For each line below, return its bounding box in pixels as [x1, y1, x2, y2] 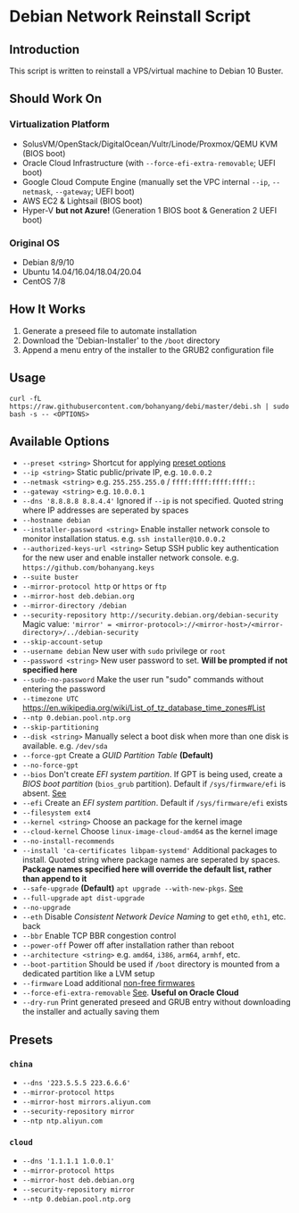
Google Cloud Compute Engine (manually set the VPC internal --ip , [21, 176, 270, 187]
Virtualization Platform [9, 118, 110, 130]
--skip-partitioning [21, 724, 99, 732]
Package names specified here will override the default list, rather [21, 864, 272, 874]
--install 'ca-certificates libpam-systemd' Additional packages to [21, 845, 278, 856]
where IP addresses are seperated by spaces [21, 505, 189, 515]
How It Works [9, 302, 87, 317]
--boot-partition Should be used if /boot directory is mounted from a [21, 958, 280, 970]
